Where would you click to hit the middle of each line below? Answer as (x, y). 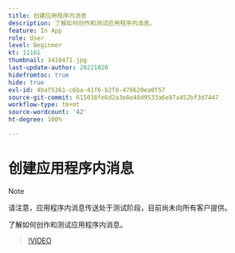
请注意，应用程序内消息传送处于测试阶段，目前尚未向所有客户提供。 (120, 208)
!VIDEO (39, 240)
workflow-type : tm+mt (44, 105)
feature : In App (35, 30)
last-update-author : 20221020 (59, 68)
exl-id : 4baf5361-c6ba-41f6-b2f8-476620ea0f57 (87, 90)
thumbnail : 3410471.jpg (48, 61)
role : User (26, 38)
